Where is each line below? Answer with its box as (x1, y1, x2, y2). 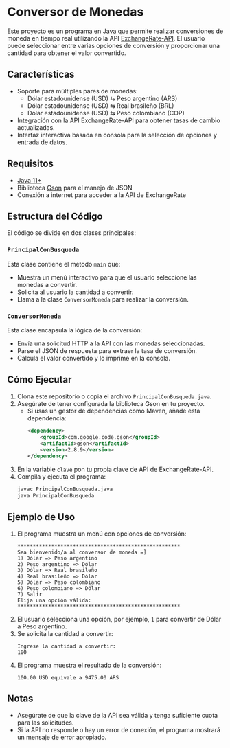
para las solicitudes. (16, 718, 74, 727)
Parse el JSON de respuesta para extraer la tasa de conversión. (16, 346, 198, 354)
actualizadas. (16, 123, 55, 131)
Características (7, 69, 75, 80)
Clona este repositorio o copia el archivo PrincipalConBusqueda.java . (16, 392, 212, 400)
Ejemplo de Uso (7, 511, 76, 523)
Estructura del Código (7, 210, 103, 222)
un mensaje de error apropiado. (16, 733, 107, 741)
